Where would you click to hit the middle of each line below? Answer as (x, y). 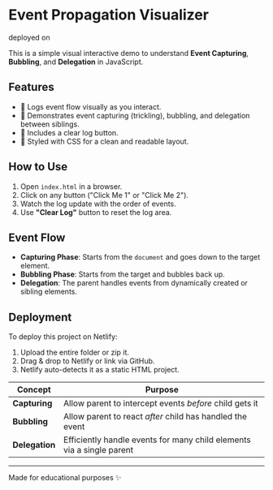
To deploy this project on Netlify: (63, 337)
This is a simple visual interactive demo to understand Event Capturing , (129, 53)
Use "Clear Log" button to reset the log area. (96, 212)
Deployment (40, 317)
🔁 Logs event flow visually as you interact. (91, 106)
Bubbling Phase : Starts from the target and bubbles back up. (122, 274)
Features (31, 87)
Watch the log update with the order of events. (98, 204)
